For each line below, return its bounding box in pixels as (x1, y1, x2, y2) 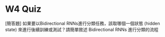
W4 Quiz (5, 3, 42, 15)
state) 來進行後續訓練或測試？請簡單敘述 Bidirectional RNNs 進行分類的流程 (5, 26, 159, 33)
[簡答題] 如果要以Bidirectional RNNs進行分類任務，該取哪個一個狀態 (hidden (5, 20, 160, 26)
